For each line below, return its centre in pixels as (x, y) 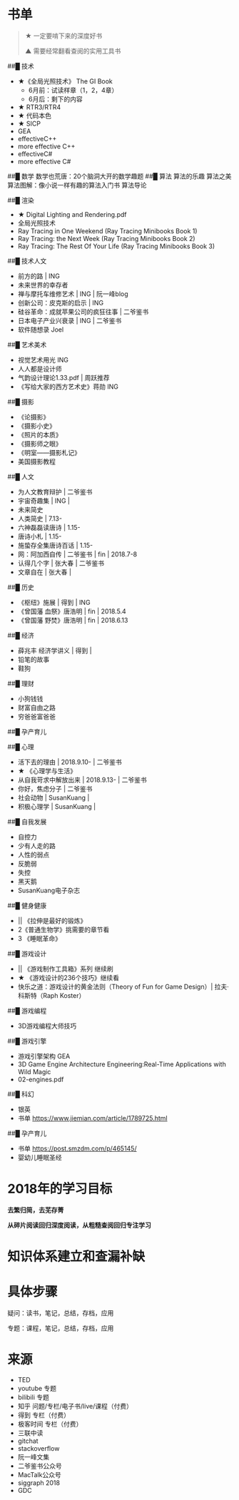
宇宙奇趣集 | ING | (44, 501)
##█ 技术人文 (27, 260)
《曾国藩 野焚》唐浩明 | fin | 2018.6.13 (73, 620)
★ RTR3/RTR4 (39, 107)
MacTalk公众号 (40, 1474)
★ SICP (29, 123)
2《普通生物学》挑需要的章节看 (63, 929)
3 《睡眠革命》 (40, 938)
